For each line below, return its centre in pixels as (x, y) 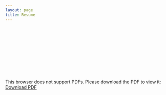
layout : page (19, 10)
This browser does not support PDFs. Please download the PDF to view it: (83, 82)
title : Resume (20, 15)
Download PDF (21, 87)
